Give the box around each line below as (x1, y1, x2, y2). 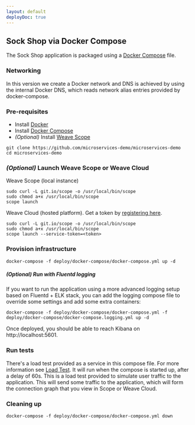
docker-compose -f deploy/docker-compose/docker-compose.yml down (6, 413, 173, 419)
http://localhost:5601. (6, 331, 58, 339)
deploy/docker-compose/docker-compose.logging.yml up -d (6, 315, 149, 321)
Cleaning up (6, 400, 42, 408)
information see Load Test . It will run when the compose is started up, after (6, 366, 189, 373)
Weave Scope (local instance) (6, 177, 79, 184)
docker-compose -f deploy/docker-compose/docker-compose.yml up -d (6, 258, 176, 264)
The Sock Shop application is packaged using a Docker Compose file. (6, 51, 176, 59)
